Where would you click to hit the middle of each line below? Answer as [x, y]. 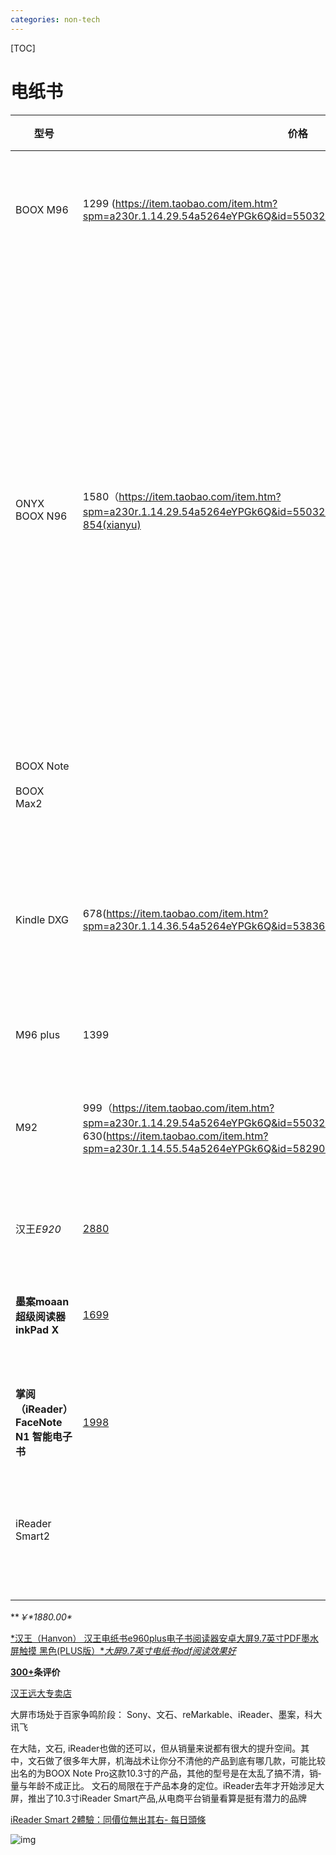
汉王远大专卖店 [41, 1693]
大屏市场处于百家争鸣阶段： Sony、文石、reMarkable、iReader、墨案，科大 [166, 1714]
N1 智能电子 [44, 1436]
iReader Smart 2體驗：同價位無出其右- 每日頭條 [108, 1819]
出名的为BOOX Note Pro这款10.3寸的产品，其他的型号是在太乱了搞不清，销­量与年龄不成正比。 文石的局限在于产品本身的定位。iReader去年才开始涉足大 [167, 1779]
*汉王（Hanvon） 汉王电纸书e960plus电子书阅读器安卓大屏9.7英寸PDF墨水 [164, 1638]
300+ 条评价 [35, 1672]
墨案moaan [42, 1301]
